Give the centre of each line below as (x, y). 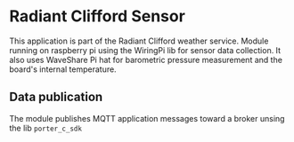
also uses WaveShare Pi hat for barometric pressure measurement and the (146, 59)
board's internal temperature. (63, 69)
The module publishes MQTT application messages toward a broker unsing (147, 118)
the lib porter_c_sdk (46, 128)
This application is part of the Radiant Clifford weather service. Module (139, 41)
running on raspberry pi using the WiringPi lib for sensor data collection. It (145, 50)
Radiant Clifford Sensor (97, 16)
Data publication (56, 97)
